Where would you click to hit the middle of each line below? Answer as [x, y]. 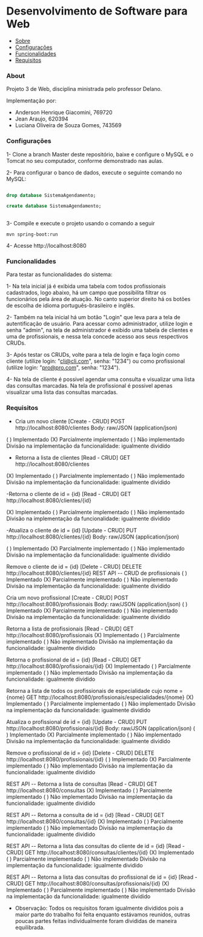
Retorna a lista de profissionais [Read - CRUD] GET [70, 629]
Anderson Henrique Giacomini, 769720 [64, 113]
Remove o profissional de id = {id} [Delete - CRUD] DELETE [80, 753]
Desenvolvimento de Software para [97, 11]
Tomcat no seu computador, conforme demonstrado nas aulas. [85, 161]
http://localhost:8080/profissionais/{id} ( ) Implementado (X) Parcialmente [98, 759]
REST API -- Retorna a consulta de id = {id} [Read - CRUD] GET [85, 815]
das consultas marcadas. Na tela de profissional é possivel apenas [89, 386]
